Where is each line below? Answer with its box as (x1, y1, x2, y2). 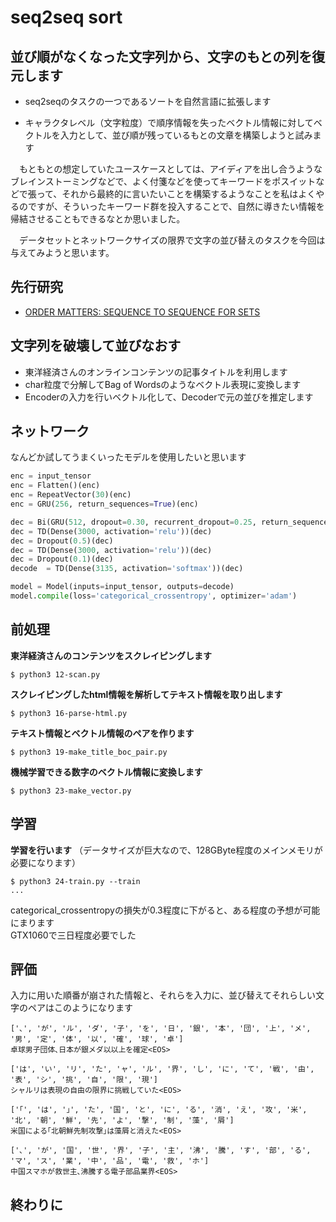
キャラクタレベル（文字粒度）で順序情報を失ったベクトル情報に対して (24, 117, 314, 128)
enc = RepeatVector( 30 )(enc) (10, 490, 132, 500)
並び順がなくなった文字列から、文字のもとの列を (10, 48, 313, 65)
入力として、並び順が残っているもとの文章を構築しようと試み (59, 129, 313, 141)
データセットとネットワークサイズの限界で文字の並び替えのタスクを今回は (18, 234, 326, 246)
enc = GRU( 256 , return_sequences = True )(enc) (10, 499, 199, 510)
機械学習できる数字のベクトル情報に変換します (10, 766, 203, 778)
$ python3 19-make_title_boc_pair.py (10, 747, 168, 757)
